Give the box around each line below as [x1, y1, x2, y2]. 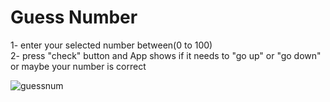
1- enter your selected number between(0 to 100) [10, 39, 213, 51]
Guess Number [10, 6, 138, 29]
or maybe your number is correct [10, 60, 147, 72]
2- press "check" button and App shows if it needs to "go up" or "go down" [10, 49, 322, 61]
